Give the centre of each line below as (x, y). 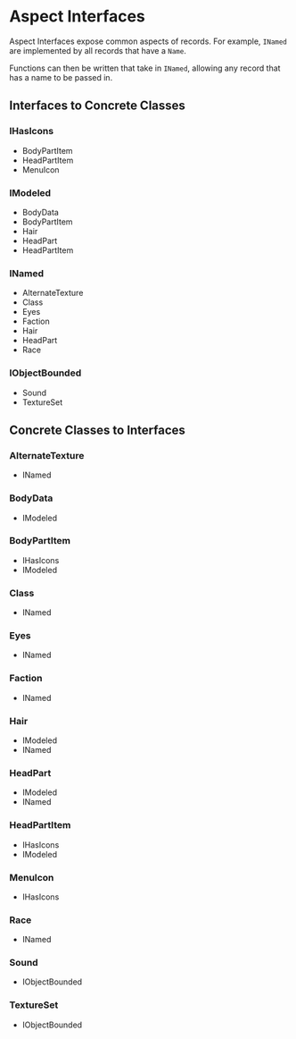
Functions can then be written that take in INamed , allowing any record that (145, 68)
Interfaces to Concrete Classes (97, 106)
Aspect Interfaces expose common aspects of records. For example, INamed (148, 41)
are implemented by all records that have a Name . (98, 50)
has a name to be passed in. (61, 77)
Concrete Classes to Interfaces (97, 430)
